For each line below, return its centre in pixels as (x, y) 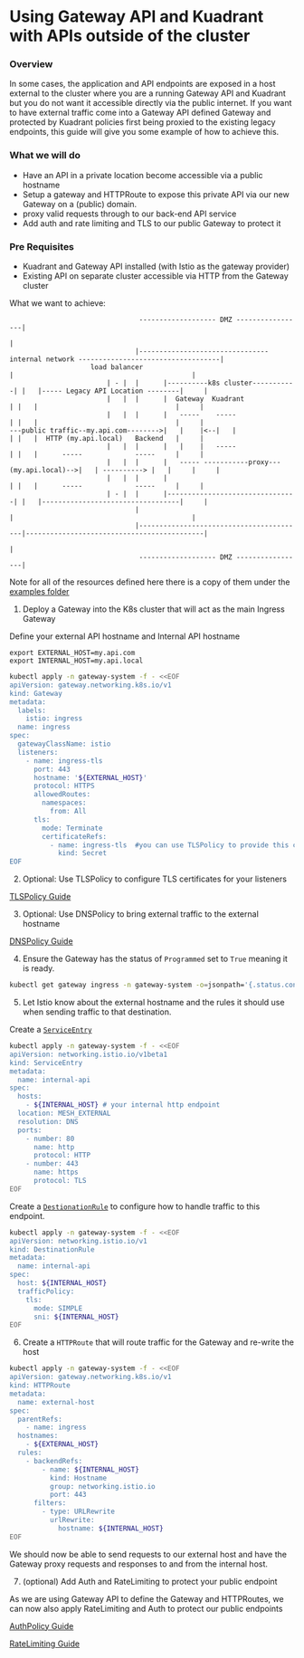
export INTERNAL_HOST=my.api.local (76, 661)
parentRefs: (40, 1419)
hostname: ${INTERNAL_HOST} (111, 1528)
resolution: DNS (48, 1121)
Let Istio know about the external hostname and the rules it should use (153, 1003)
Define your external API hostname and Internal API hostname (125, 636)
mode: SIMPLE (58, 1308)
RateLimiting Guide (44, 1644)
